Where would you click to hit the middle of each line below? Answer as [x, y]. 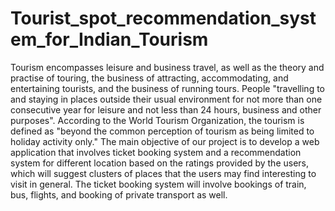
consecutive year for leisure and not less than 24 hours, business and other [166, 109]
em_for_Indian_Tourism [109, 39]
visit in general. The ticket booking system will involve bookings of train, [158, 184]
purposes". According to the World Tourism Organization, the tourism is [157, 120]
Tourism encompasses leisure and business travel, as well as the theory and [167, 67]
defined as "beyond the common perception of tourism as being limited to [162, 131]
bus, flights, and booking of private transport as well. [119, 194]
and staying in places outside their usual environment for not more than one [166, 99]
